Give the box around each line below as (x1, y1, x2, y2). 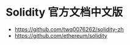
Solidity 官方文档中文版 (5, 5, 123, 19)
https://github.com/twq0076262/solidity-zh (14, 25, 125, 33)
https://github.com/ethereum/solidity (14, 32, 107, 39)
